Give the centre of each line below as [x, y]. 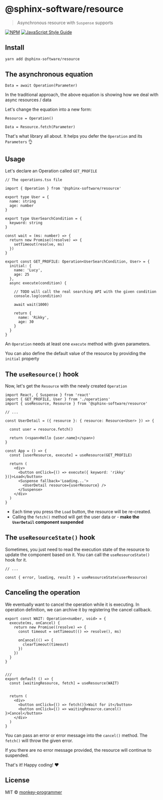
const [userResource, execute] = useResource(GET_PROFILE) [71, 455]
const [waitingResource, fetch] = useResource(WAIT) [64, 683]
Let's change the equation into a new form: [48, 110]
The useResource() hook [42, 374]
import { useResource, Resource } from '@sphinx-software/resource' [76, 404]
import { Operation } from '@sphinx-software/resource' [63, 189]
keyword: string [26, 223]
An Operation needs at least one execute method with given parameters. [78, 344]
